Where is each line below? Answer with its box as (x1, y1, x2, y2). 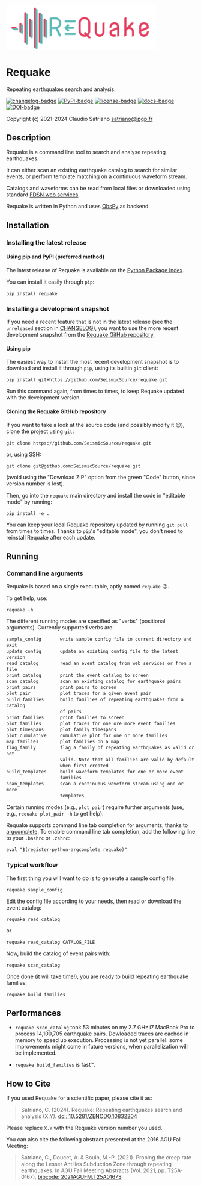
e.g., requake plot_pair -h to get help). (6, 810, 104, 817)
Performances (6, 1008, 61, 1018)
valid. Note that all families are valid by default (59, 757, 195, 763)
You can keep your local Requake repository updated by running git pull (6, 521, 188, 528)
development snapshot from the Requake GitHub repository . (6, 331, 155, 339)
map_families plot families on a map (6, 739, 119, 745)
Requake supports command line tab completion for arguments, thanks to (6, 822, 188, 829)
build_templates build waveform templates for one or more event (6, 769, 184, 775)
